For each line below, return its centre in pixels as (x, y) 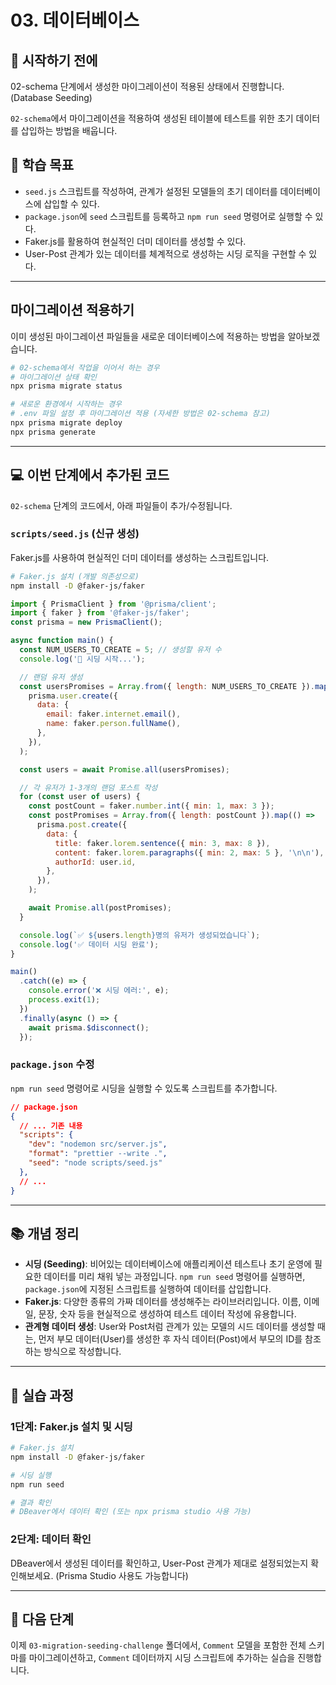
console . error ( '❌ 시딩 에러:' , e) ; (99, 991)
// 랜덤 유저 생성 (51, 677)
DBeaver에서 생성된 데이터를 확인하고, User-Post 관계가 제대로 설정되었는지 (159, 1563)
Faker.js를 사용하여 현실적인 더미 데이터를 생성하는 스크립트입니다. (140, 557)
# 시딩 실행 (31, 1475)
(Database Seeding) (51, 97)
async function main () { (62, 641)
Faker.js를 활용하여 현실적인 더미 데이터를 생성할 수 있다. (135, 241)
